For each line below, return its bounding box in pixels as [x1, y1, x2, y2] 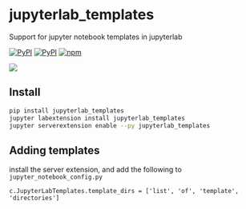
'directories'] [9, 194, 60, 203]
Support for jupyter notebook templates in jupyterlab [9, 32, 183, 41]
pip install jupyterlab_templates [9, 106, 125, 115]
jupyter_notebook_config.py [9, 173, 103, 181]
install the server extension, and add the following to [9, 165, 183, 175]
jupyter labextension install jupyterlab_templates [9, 114, 185, 122]
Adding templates [9, 144, 100, 157]
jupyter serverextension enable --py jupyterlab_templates [9, 121, 211, 129]
